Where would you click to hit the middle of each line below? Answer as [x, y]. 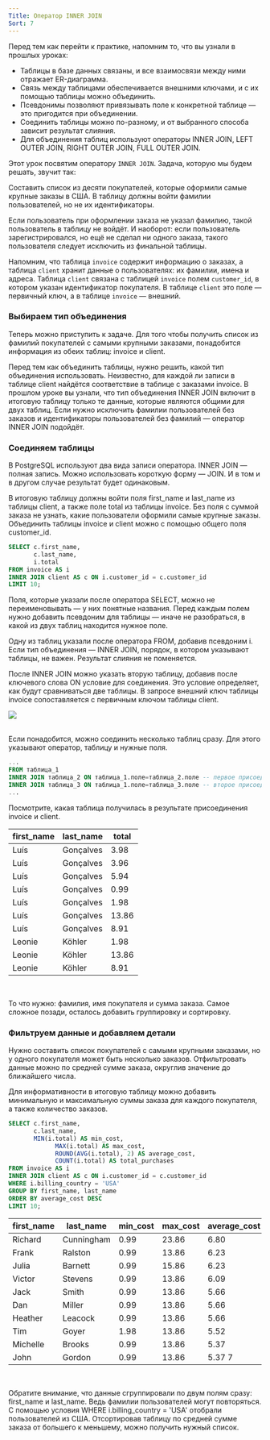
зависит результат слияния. [68, 131]
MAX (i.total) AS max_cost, [100, 1146]
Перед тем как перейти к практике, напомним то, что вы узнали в [122, 46]
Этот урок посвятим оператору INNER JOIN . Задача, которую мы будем [130, 163]
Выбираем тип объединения [67, 317]
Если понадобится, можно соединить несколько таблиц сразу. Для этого [135, 739]
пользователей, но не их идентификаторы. [82, 204]
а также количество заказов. [58, 1109]
